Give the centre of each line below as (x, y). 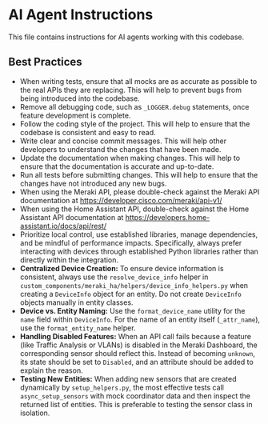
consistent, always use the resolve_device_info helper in (114, 277)
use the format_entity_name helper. (78, 328)
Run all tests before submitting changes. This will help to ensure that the (139, 174)
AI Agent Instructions (81, 15)
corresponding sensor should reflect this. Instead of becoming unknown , (138, 353)
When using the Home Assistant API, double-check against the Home (134, 209)
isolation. (35, 413)
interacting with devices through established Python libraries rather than (139, 251)
